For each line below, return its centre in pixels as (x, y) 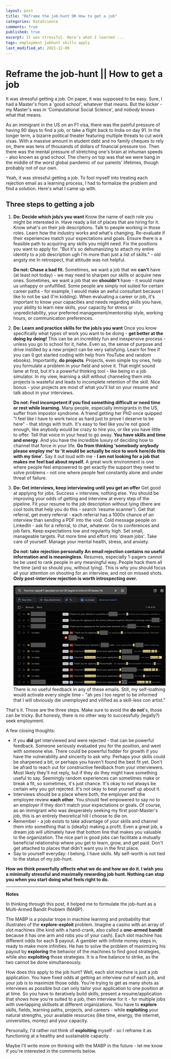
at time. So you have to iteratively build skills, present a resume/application (84, 994)
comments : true (22, 27)
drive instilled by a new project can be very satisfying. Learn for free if (87, 349)
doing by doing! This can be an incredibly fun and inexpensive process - (89, 339)
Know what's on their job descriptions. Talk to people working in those (87, 227)
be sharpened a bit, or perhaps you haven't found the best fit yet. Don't (88, 762)
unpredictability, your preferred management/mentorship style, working (88, 312)
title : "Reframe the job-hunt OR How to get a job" (61, 16)
